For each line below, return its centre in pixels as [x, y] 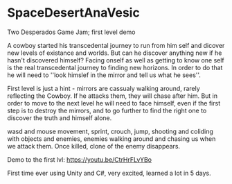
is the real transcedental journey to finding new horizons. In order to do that [115, 67]
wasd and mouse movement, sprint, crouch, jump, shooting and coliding [110, 131]
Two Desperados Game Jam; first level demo [71, 32]
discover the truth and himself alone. [60, 118]
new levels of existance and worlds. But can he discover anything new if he [115, 53]
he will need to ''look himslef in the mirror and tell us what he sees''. [104, 75]
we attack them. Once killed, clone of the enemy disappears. [94, 146]
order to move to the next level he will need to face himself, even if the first [114, 103]
